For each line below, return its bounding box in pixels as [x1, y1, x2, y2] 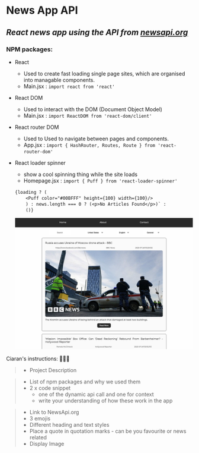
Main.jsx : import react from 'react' [23, 83, 115, 90]
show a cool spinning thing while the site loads [23, 171, 138, 178]
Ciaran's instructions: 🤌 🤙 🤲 [6, 355, 70, 362]
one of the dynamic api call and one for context [38, 391, 154, 398]
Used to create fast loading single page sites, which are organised [23, 70, 185, 77]
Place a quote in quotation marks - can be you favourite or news [29, 427, 187, 435]
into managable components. [23, 76, 95, 83]
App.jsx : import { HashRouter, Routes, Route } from [23, 141, 156, 149]
